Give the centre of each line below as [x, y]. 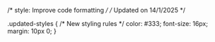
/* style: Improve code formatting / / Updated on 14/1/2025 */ [97, 10]
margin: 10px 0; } [32, 31]
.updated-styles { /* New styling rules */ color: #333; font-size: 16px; [108, 23]
